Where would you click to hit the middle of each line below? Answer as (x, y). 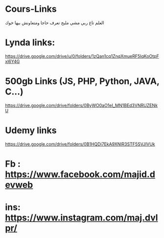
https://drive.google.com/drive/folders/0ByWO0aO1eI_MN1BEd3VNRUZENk (82, 105)
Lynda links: (30, 43)
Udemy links (31, 130)
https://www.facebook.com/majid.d (80, 174)
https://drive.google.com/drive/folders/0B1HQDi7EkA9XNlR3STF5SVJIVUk (80, 144)
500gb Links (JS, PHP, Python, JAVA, (82, 81)
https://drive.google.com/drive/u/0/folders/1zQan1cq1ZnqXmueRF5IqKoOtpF (82, 56)
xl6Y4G (12, 61)
